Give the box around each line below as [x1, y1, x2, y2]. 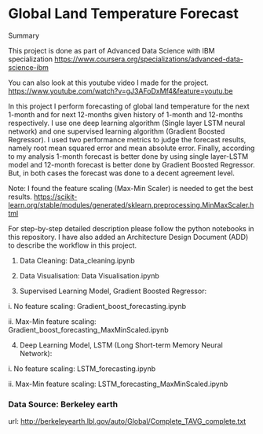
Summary [8, 31, 40, 40]
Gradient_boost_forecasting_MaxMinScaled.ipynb [8, 325, 169, 334]
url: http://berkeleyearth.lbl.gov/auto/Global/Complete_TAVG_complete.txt [8, 417, 247, 426]
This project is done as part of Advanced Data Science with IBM [8, 46, 215, 55]
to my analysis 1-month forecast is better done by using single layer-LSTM [8, 151, 249, 161]
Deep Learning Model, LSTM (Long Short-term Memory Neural [19, 340, 224, 350]
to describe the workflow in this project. [8, 241, 137, 250]
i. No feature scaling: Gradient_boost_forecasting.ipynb [8, 301, 187, 311]
